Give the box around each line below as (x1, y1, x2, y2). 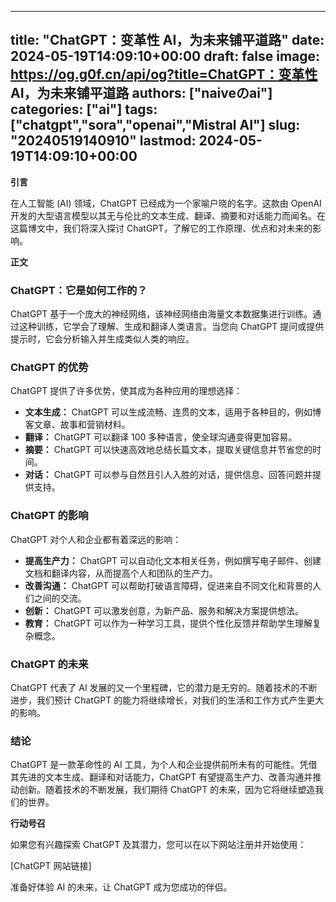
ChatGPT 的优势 (10, 361, 89, 375)
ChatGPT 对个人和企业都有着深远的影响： (10, 533, 182, 545)
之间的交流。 (33, 592, 87, 604)
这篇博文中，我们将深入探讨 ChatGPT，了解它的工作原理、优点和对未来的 (10, 222, 313, 234)
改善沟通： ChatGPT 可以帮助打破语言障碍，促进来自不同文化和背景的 (24, 579, 313, 591)
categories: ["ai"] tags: (10, 101, 158, 118)
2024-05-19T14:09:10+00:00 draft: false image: (10, 48, 321, 65)
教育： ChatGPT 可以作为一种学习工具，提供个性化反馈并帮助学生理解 (24, 617, 313, 629)
